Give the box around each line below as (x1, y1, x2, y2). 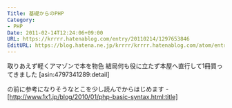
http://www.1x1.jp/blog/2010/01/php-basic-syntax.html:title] (9, 93, 178, 100)
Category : (7, 17, 36, 23)
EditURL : (7, 42, 32, 49)
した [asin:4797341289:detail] (25, 70, 110, 78)
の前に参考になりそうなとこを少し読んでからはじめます (7, 85, 164, 93)
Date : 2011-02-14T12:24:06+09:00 (7, 29, 104, 36)
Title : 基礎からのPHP (7, 10, 64, 17)
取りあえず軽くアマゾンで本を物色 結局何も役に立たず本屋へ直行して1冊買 (7, 62, 217, 69)
